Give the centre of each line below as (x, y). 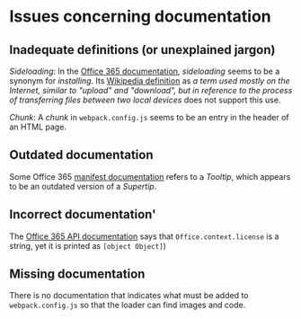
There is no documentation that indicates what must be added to (129, 296)
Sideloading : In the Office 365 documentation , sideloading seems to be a (145, 71)
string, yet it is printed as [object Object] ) (88, 245)
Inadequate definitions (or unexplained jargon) (142, 50)
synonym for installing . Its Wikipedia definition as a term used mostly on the (150, 81)
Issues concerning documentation (140, 17)
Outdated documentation (81, 155)
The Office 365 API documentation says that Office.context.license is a (144, 236)
